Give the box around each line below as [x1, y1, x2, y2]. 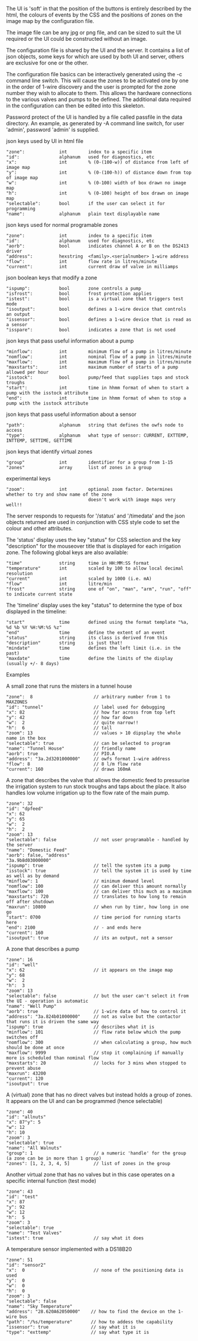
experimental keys [6, 475, 51, 482]
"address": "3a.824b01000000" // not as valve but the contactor [6, 1014, 181, 1020]
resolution [6, 571, 33, 577]
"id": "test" [6, 1194, 38, 1200]
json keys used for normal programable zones [6, 222, 118, 228]
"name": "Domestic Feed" [6, 847, 67, 853]
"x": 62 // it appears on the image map [6, 967, 173, 973]
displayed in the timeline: [6, 608, 67, 615]
